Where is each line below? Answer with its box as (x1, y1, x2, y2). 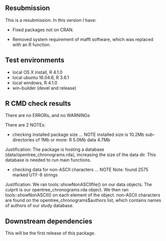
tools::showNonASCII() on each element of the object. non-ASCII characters (5, 192, 161, 198)
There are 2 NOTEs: (5, 122, 46, 128)
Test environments (5, 56, 64, 64)
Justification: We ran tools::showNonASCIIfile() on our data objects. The (5, 181, 152, 187)
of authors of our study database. (5, 203, 74, 209)
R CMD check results (5, 99, 71, 108)
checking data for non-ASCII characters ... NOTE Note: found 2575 (12, 167, 149, 173)
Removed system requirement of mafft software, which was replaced (12, 36, 154, 42)
